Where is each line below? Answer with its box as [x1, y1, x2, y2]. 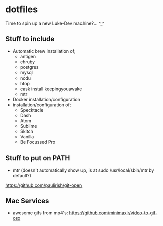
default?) [12, 172, 32, 178]
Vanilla [20, 133, 34, 139]
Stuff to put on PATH [5, 154, 70, 162]
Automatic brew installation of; [12, 48, 76, 54]
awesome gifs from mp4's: [12, 210, 68, 216]
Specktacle [20, 107, 44, 113]
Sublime [20, 123, 37, 129]
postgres [20, 64, 39, 70]
